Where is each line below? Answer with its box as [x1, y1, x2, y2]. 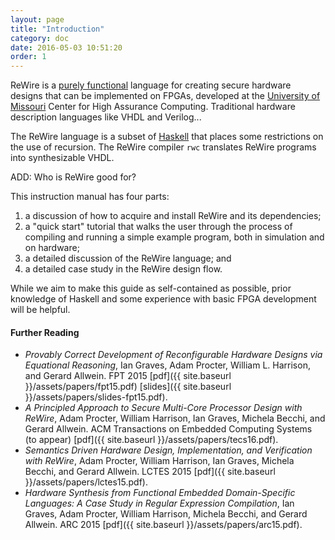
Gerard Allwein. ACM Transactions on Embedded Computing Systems [24, 423, 313, 435]
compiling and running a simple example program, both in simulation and [24, 231, 325, 243]
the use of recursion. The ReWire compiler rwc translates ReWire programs [10, 141, 317, 153]
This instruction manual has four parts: [10, 191, 170, 203]
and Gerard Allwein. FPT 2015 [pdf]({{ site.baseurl [24, 370, 232, 382]
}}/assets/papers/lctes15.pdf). [24, 476, 148, 488]
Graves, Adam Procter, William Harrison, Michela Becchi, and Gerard [24, 508, 308, 520]
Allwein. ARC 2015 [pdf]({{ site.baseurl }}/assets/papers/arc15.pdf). [24, 519, 303, 531]
